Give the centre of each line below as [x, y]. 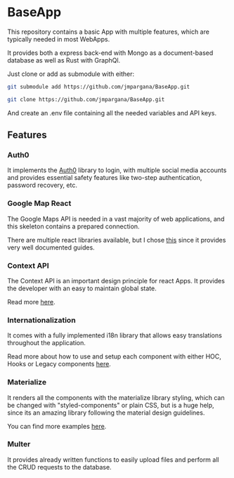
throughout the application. [47, 343]
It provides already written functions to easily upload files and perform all [113, 459]
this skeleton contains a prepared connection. [73, 226]
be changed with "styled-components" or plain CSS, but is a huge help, [111, 405]
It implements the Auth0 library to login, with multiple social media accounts [117, 170]
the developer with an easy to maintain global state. [82, 288]
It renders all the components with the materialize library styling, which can [116, 397]
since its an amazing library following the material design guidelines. [106, 413]
